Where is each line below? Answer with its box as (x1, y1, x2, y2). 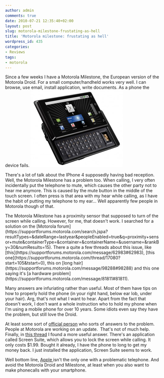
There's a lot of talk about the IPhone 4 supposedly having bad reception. (5, 172, 155, 178)
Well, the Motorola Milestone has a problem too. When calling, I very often (5, 177, 155, 183)
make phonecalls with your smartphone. (5, 367, 87, 373)
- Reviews (5, 49, 26, 54)
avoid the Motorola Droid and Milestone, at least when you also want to (5, 362, 149, 368)
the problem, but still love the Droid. (5, 311, 78, 317)
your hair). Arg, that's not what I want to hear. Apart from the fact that (5, 296, 146, 302)
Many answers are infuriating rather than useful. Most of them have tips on (5, 285, 157, 291)
